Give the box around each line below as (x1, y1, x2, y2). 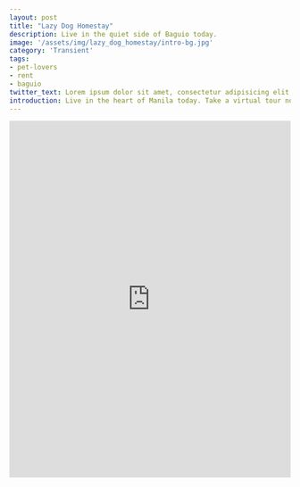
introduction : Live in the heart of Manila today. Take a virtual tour (9, 95, 281, 105)
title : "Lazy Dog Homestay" (9, 21, 114, 30)
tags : (9, 54, 29, 63)
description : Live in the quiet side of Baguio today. (9, 29, 218, 38)
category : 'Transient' (9, 46, 94, 55)
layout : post (9, 12, 58, 22)
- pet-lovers (9, 63, 58, 72)
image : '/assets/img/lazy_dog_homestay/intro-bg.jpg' (9, 37, 214, 47)
